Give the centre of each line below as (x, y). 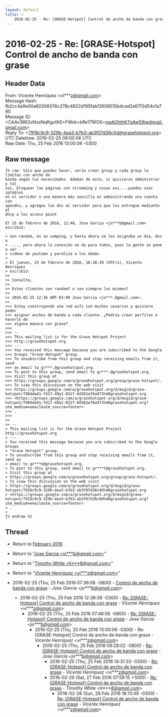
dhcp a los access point (31, 215)
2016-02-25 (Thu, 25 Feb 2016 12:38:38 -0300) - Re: (74, 598)
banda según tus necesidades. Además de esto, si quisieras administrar (82, 180)
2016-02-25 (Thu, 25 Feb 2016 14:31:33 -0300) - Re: (104, 661)
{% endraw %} (19, 517)
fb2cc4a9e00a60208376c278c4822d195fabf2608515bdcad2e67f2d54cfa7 (83, 106)
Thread (17, 532)
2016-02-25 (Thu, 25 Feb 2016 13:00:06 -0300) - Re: (89, 629)
